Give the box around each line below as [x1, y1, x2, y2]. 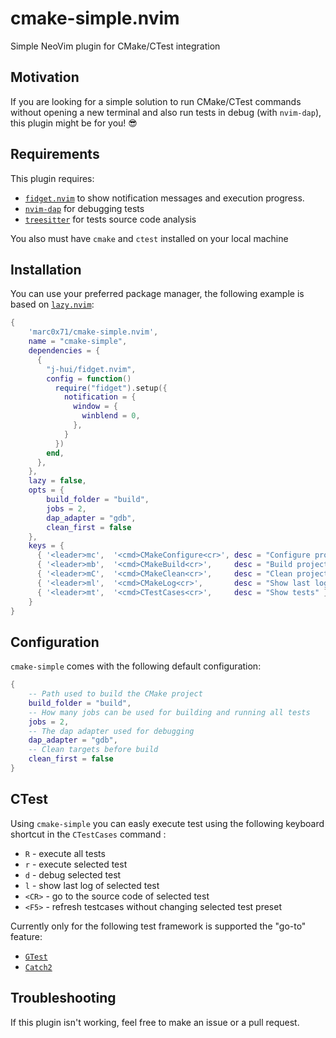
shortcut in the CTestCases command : [10, 828, 167, 840]
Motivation [10, 69, 80, 86]
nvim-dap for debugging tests [24, 202, 145, 214]
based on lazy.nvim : [10, 298, 95, 311]
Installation [10, 261, 82, 278]
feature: [10, 930, 43, 942]
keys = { [28, 541, 65, 551]
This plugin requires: [10, 172, 95, 184]
